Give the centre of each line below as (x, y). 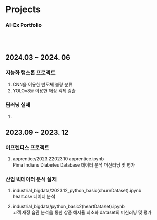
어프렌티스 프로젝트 (27, 147)
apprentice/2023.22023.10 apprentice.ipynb (58, 159)
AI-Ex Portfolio (23, 25)
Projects (23, 9)
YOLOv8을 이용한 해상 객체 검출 (44, 91)
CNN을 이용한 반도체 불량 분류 (42, 85)
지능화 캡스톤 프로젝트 (30, 73)
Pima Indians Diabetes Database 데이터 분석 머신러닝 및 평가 (74, 165)
